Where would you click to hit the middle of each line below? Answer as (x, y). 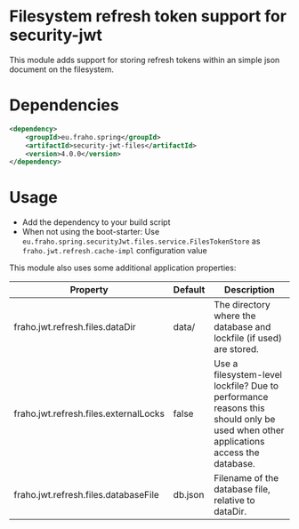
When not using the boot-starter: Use (91, 232)
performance (241, 397)
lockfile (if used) (247, 338)
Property (89, 290)
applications (239, 442)
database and (242, 327)
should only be (244, 420)
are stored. (236, 349)
